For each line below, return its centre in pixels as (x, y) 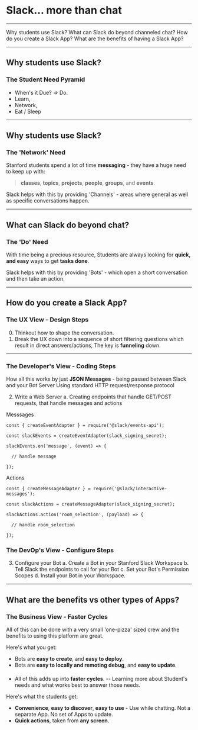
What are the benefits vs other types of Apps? (93, 599)
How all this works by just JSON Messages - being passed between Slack (96, 379)
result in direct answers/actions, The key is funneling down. (88, 345)
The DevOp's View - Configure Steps (60, 550)
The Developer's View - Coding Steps (61, 366)
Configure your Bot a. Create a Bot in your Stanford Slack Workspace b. (102, 563)
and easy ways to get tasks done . (48, 261)
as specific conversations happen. (48, 201)
